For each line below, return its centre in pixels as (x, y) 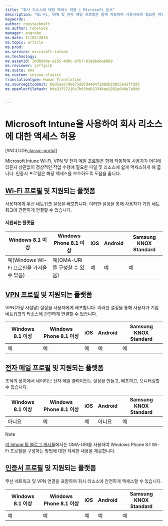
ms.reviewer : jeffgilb (29, 66)
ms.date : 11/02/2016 (27, 38)
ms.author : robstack (27, 29)
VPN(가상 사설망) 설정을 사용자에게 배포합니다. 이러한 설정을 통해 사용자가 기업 (82, 308)
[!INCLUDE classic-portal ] (31, 151)
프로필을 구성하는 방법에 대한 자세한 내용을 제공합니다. (63, 451)
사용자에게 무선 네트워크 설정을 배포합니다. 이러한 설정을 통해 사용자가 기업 (78, 204)
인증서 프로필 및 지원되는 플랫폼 (51, 468)
